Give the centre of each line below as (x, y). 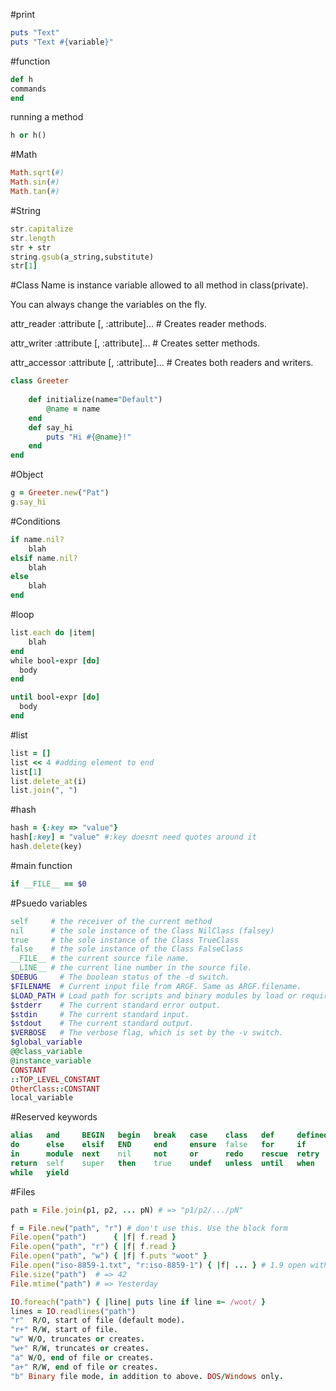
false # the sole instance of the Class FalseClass (127, 949)
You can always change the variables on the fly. (109, 305)
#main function (41, 865)
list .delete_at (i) (48, 781)
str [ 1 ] (24, 266)
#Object (27, 475)
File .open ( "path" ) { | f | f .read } (93, 1237)
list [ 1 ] (26, 772)
